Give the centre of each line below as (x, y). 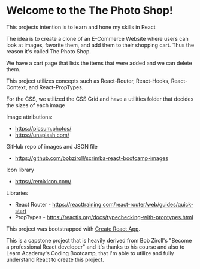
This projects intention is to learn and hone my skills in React (81, 27)
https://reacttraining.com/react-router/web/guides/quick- (122, 204)
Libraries (17, 193)
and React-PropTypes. (56, 87)
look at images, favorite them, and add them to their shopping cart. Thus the (100, 45)
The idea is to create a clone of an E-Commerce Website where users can (97, 38)
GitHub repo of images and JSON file (52, 146)
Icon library (20, 170)
